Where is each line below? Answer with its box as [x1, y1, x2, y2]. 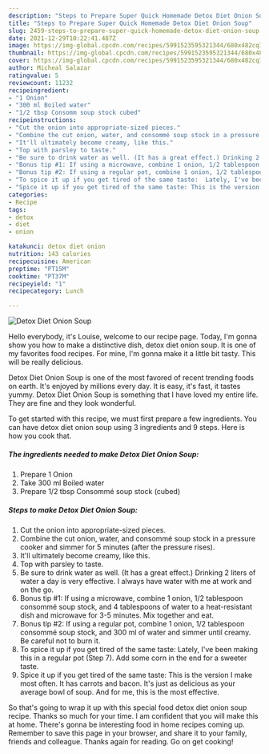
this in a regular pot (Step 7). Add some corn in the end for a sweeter [19, 653, 247, 663]
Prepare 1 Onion [19, 470, 74, 480]
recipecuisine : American [8, 257, 91, 266]
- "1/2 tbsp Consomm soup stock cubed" [8, 109, 142, 117]
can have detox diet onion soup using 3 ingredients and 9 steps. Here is [8, 423, 246, 432]
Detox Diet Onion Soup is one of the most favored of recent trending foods [8, 373, 255, 383]
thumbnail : [8, 49, 45, 57]
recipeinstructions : [8, 116, 78, 124]
